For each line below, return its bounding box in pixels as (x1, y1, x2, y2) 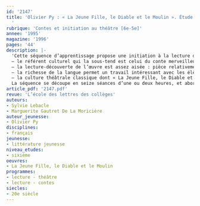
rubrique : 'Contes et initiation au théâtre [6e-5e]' (6, 25, 143, 31)
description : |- (6, 47, 46, 53)
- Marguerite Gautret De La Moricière (6, 108, 102, 114)
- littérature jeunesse (6, 141, 65, 147)
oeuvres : (6, 158, 28, 164)
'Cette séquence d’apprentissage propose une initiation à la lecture (11, 53, 190, 59)
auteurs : (6, 97, 28, 103)
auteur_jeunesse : (6, 113, 49, 119)
